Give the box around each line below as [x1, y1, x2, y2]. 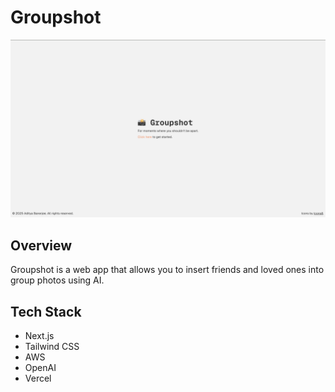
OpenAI [24, 362, 57, 374]
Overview [10, 237, 73, 254]
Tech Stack [10, 303, 82, 320]
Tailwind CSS [24, 341, 80, 353]
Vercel [24, 372, 52, 385]
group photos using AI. [10, 274, 105, 286]
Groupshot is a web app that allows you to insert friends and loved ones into [10, 264, 325, 276]
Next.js [24, 330, 55, 342]
